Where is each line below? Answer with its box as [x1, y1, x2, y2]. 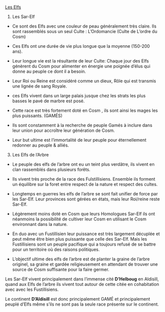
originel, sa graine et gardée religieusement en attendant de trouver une [12, 261, 158, 267]
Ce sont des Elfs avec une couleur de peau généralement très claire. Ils [12, 23, 157, 29]
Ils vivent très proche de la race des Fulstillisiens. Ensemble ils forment [12, 176, 156, 182]
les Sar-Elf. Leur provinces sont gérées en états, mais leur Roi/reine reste [12, 196, 160, 202]
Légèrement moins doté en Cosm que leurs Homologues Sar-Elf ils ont [12, 211, 156, 217]
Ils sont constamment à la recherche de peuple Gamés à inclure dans [12, 123, 153, 128]
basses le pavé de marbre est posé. [12, 98, 85, 104]
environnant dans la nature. [12, 221, 68, 227]
